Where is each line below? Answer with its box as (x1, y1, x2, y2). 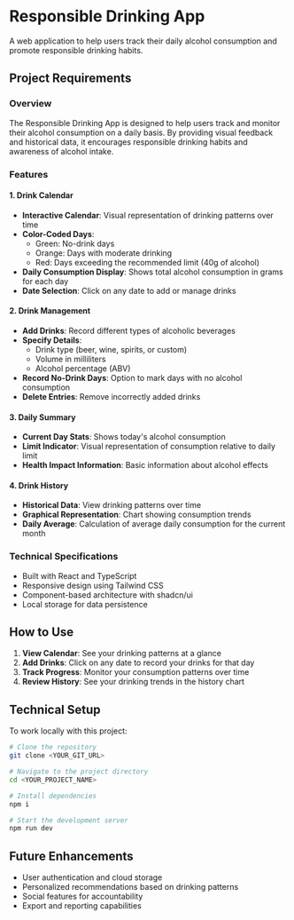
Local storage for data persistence (21, 599, 148, 609)
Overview (9, 98, 52, 110)
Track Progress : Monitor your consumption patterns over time (21, 667, 250, 678)
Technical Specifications (9, 551, 119, 563)
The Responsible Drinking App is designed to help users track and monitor (9, 117, 281, 128)
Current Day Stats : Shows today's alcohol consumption (21, 432, 226, 442)
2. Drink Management (9, 305, 91, 316)
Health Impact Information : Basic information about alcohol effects (21, 460, 268, 471)
